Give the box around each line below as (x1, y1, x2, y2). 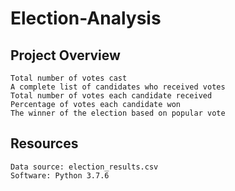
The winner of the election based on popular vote (10, 108, 226, 118)
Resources (10, 135, 79, 152)
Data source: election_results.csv (10, 162, 159, 172)
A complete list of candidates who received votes (10, 82, 226, 92)
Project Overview (10, 47, 121, 64)
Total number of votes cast (10, 73, 128, 83)
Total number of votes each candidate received (10, 91, 213, 101)
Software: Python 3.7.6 (10, 170, 110, 181)
